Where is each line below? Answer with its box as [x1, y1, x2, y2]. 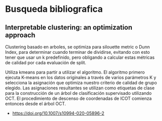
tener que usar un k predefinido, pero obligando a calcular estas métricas [5, 54, 155, 60]
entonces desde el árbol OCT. [5, 101, 66, 107]
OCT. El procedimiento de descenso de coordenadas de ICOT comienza [5, 95, 152, 101]
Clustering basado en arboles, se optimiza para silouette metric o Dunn [5, 44, 150, 50]
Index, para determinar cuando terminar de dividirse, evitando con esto [5, 49, 150, 55]
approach [5, 31, 36, 39]
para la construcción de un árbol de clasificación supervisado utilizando [5, 90, 152, 96]
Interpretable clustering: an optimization [5, 23, 132, 32]
